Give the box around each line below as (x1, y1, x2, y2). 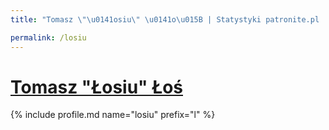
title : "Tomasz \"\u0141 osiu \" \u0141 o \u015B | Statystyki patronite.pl (10, 14, 320, 25)
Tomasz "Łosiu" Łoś (10, 76, 183, 98)
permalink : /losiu (10, 32, 87, 43)
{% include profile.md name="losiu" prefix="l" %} (10, 109, 216, 121)
